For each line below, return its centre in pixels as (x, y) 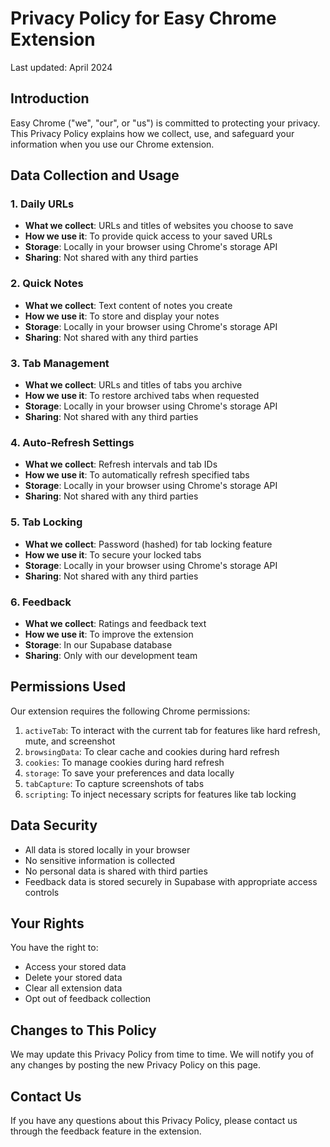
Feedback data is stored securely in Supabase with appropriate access (171, 881)
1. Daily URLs (42, 204)
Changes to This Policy (83, 1030)
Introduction (50, 98)
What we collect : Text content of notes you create (128, 305)
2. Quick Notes (47, 284)
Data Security (54, 825)
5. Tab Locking (46, 522)
